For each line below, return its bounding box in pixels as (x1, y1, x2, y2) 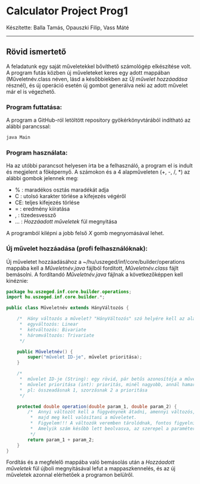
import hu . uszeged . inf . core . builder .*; (6, 294, 105, 300)
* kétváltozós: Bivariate (19, 326, 86, 332)
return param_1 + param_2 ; (27, 437, 95, 443)
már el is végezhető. (6, 88, 56, 95)
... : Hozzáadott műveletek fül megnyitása (14, 218, 117, 225)
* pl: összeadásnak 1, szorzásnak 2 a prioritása (19, 387, 148, 393)
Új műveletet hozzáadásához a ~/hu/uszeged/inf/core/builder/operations (6, 258, 185, 265)
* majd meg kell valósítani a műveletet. (30, 415, 137, 421)
